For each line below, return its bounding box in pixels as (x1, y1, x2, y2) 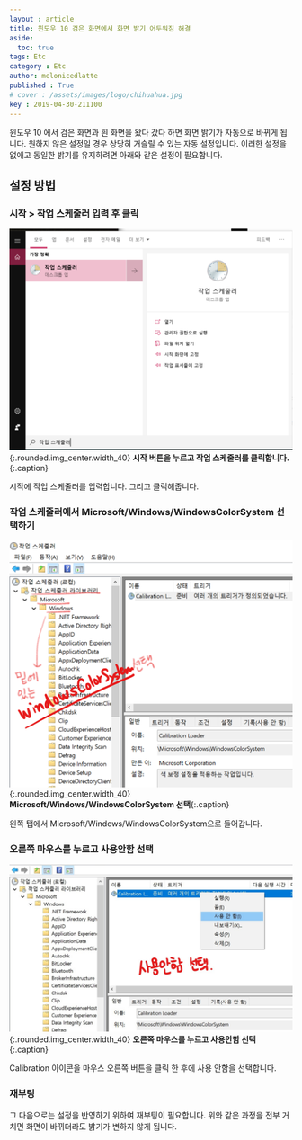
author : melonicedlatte (9, 72, 99, 81)
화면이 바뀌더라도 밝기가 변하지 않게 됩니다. (25, 1120, 178, 1132)
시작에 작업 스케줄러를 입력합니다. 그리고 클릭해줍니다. (9, 481, 200, 492)
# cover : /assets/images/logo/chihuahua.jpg (9, 90, 182, 99)
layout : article (9, 14, 75, 23)
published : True (9, 81, 75, 90)
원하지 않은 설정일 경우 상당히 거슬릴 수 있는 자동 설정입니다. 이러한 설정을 (28, 138, 288, 148)
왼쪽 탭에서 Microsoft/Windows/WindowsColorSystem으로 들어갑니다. (9, 818, 262, 829)
